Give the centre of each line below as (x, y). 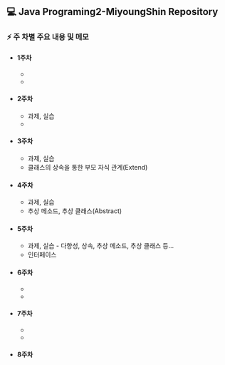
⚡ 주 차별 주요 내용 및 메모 (48, 37)
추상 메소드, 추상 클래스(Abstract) (75, 211)
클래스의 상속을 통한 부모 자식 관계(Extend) (88, 167)
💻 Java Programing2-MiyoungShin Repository (112, 12)
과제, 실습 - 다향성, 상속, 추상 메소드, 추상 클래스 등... (101, 246)
